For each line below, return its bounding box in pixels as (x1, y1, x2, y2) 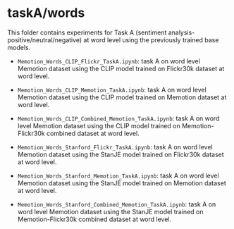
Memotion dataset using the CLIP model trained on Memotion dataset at (17, 93, 227, 101)
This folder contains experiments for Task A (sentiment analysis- (7, 28, 195, 37)
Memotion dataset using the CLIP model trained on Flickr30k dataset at (17, 64, 225, 73)
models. (7, 43, 31, 51)
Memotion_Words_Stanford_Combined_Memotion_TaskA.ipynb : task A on (17, 199, 216, 209)
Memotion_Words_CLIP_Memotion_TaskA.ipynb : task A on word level (17, 85, 207, 94)
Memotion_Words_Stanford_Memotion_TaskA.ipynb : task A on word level (17, 171, 220, 180)
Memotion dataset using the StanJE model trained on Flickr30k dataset (17, 150, 224, 159)
